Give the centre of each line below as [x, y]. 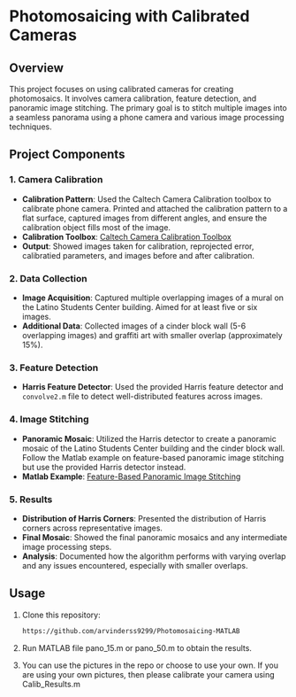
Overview [37, 68]
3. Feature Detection [54, 368]
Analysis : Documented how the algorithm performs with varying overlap [154, 556]
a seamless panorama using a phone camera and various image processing [147, 117]
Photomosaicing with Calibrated [129, 16]
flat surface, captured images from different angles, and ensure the [144, 218]
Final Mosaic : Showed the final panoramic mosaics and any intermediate [155, 537]
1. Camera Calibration [56, 180]
